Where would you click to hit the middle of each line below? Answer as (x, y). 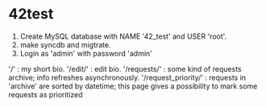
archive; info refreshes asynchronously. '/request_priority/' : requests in (127, 77)
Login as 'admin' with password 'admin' (86, 53)
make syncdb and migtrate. (65, 44)
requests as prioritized (46, 94)
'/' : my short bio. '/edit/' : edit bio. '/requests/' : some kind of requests (125, 68)
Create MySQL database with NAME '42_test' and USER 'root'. (123, 36)
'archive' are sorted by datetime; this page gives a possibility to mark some (133, 86)
